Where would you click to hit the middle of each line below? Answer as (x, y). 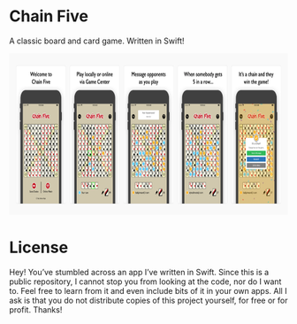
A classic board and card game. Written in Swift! (97, 41)
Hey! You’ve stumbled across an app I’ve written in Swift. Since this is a (139, 272)
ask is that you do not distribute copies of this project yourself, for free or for (148, 300)
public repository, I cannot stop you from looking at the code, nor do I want (145, 282)
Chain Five (49, 16)
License (39, 247)
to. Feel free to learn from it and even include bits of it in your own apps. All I (148, 290)
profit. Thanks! (36, 309)
